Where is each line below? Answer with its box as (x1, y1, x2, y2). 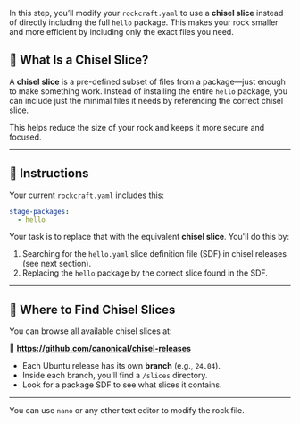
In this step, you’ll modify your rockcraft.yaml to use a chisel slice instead (9, 8, 284, 18)
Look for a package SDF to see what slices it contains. (21, 379, 222, 390)
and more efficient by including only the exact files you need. (9, 27, 234, 37)
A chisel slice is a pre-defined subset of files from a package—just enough (9, 76, 286, 87)
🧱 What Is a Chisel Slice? (9, 53, 149, 68)
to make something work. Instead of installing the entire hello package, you (9, 85, 288, 97)
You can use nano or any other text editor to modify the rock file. (9, 405, 245, 416)
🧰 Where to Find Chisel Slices (9, 301, 176, 317)
